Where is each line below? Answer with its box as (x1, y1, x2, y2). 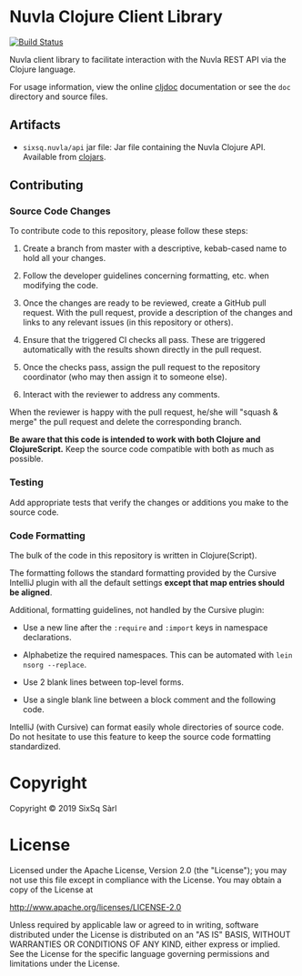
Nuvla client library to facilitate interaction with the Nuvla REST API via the (9, 54, 287, 65)
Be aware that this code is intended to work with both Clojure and (9, 434, 261, 445)
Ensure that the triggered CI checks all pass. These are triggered (22, 335, 266, 346)
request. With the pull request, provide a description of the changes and (22, 307, 293, 318)
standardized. (9, 741, 61, 752)
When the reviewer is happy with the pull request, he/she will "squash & (9, 407, 278, 418)
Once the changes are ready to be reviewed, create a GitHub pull (22, 297, 267, 308)
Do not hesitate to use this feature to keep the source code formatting (9, 731, 271, 742)
